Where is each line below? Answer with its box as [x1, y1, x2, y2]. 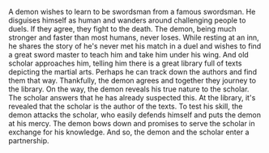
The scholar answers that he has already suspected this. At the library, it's [8, 93, 256, 102]
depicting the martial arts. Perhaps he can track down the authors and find [8, 67, 258, 76]
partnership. [8, 136, 50, 145]
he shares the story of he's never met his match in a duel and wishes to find [8, 41, 262, 51]
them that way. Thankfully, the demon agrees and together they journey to [8, 76, 257, 85]
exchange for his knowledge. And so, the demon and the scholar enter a [8, 127, 250, 137]
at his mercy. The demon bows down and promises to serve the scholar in [8, 119, 255, 128]
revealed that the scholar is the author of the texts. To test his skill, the [8, 101, 243, 111]
